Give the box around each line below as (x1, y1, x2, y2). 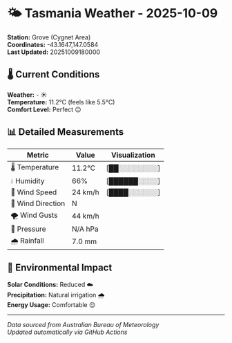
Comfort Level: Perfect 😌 (7, 105, 81, 113)
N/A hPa (71, 224, 99, 234)
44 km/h (71, 212, 99, 221)
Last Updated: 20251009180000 (7, 48, 101, 56)
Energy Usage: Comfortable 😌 (7, 301, 96, 309)
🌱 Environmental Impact (7, 261, 113, 273)
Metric (26, 150, 50, 160)
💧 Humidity (10, 176, 45, 185)
